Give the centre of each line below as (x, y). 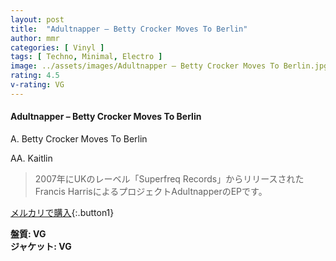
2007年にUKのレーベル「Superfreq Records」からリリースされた (169, 178)
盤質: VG (28, 233)
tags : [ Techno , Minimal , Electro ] (86, 57)
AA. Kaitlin (31, 158)
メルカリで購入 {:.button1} (62, 212)
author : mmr (35, 38)
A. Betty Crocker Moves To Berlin (79, 138)
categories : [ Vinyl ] (57, 47)
